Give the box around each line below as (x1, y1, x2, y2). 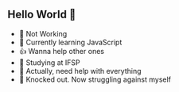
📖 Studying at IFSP (18, 57, 80, 67)
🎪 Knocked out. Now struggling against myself (18, 75, 172, 84)
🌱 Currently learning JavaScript (18, 37, 123, 47)
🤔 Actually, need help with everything (18, 66, 142, 75)
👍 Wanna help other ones (18, 46, 105, 56)
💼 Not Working (18, 29, 68, 38)
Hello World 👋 (7, 8, 76, 21)
